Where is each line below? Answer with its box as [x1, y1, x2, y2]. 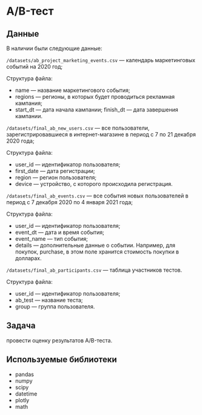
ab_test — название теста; [15, 297, 83, 303]
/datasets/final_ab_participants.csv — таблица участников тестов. [6, 266, 183, 274]
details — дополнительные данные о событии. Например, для [15, 242, 176, 249]
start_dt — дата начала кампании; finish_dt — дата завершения [15, 106, 178, 113]
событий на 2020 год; [6, 63, 63, 70]
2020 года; [6, 137, 35, 144]
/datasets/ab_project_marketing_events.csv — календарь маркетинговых [6, 57, 196, 63]
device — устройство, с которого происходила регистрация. [15, 180, 173, 187]
